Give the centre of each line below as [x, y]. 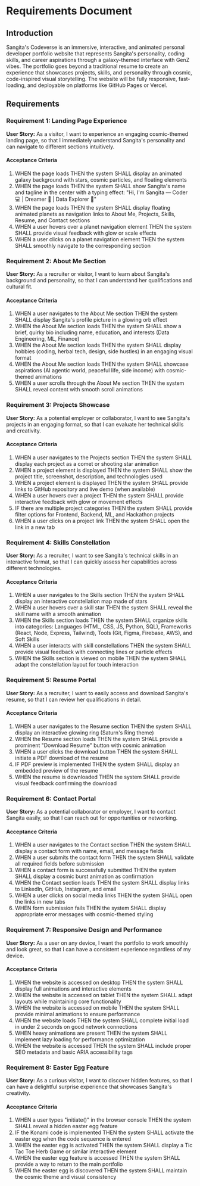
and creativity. [24, 431]
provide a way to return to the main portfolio [69, 1164]
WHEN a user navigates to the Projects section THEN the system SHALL [103, 457]
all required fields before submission [60, 864]
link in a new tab [35, 527]
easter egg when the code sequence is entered [73, 1139]
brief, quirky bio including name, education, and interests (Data [92, 332]
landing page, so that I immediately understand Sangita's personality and [96, 140]
